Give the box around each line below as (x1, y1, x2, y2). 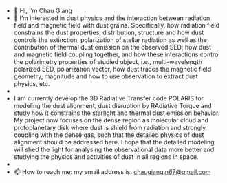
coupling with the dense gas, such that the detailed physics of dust (13, 131, 204, 139)
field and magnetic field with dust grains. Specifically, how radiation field (13, 21, 220, 29)
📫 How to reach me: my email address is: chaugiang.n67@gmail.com (13, 168, 211, 175)
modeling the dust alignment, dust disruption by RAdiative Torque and (13, 102, 212, 109)
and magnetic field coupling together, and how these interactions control (13, 50, 220, 58)
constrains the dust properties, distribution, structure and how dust (13, 28, 204, 36)
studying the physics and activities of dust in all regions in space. (13, 153, 199, 161)
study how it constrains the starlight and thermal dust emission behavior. (13, 109, 220, 117)
